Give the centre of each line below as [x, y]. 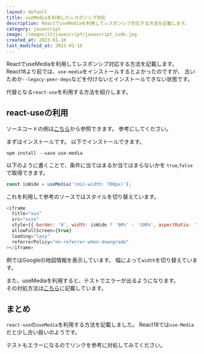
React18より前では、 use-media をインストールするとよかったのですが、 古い [101, 71]
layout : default [27, 12]
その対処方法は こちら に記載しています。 [57, 288]
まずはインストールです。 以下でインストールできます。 [76, 141]
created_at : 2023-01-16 [36, 40]
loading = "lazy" [31, 236]
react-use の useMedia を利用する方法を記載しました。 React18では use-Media [100, 325]
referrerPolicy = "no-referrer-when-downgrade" [70, 242]
